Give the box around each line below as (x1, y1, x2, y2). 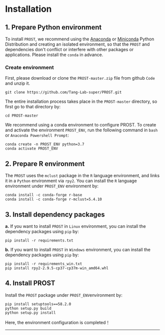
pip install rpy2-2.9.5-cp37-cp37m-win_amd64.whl (5, 266, 109, 271)
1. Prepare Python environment (5, 23, 102, 31)
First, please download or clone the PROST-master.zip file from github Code (5, 75, 155, 81)
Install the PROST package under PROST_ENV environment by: (5, 292, 123, 298)
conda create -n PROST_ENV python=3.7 (5, 142, 84, 147)
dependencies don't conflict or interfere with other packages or (5, 47, 134, 52)
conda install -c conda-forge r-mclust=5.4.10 (5, 197, 102, 202)
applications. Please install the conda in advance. (5, 52, 103, 58)
